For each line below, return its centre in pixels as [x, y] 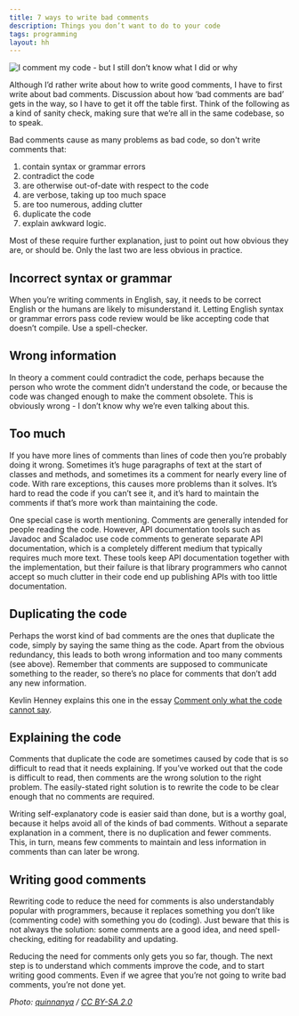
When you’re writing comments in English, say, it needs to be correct [135, 300]
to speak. [26, 123]
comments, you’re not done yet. [68, 985]
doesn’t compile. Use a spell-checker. [79, 328]
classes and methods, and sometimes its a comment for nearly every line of [148, 474]
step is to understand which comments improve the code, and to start [137, 966]
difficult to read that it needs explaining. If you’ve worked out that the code [146, 768]
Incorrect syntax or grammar [91, 278]
